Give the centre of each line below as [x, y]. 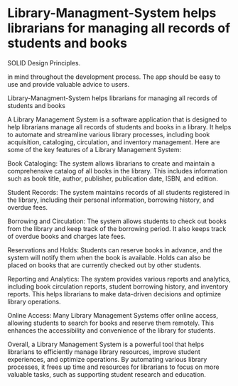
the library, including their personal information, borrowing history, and [111, 200]
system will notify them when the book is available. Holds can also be [109, 257]
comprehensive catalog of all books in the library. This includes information [118, 171]
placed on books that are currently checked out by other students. [104, 265]
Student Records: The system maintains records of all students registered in [119, 192]
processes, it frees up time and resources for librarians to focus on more [113, 367]
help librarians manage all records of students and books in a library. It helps [119, 127]
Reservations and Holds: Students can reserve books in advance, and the [115, 250]
